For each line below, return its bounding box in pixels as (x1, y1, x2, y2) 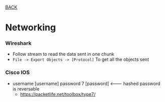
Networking (5, 22, 57, 33)
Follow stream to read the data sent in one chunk (12, 51, 115, 57)
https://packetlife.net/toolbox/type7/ (20, 91, 96, 97)
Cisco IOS (5, 69, 30, 76)
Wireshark (5, 40, 32, 47)
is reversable (12, 85, 39, 92)
